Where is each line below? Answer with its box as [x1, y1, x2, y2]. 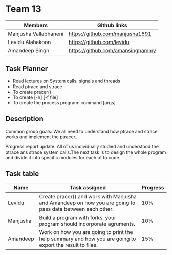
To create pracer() [12, 89, 52, 95]
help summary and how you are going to [39, 235, 136, 242]
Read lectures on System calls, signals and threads [12, 78, 120, 84]
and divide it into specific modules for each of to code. [5, 154, 121, 160]
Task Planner [5, 65, 48, 73]
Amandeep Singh [8, 47, 50, 54]
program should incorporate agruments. [39, 221, 136, 228]
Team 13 [5, 3, 42, 15]
